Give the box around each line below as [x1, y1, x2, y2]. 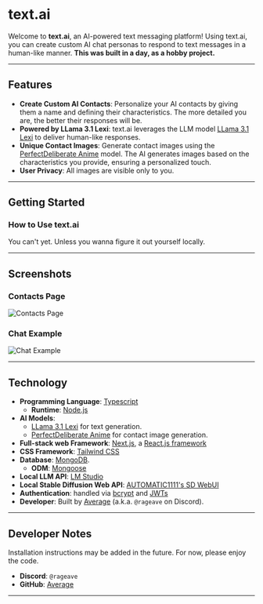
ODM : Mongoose [31, 464, 87, 473]
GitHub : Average [19, 580, 74, 589]
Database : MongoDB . [19, 455, 90, 464]
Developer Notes [8, 527, 92, 540]
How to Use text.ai [8, 220, 80, 231]
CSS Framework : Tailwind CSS [19, 447, 120, 457]
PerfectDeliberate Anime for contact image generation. [31, 430, 209, 440]
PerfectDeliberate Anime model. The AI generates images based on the [19, 149, 250, 158]
